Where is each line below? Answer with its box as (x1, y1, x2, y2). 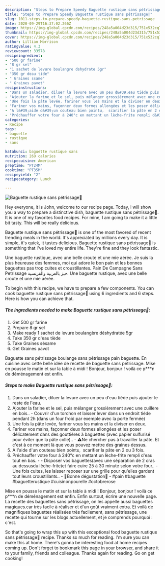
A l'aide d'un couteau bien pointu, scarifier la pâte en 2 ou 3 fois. (12, 447, 145, 453)
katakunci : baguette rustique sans (5, 149, 78, 154)
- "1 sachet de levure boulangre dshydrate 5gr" (5, 67, 107, 72)
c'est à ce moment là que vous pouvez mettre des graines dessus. (12, 442, 147, 448)
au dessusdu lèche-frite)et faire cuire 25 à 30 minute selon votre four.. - (12, 463, 158, 469)
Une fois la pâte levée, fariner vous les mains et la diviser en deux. (12, 421, 146, 427)
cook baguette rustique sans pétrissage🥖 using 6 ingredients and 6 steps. (5, 291, 155, 297)
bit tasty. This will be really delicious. (5, 220, 80, 226)
